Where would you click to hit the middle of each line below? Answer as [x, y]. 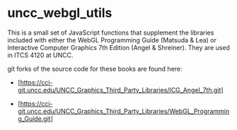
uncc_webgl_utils [60, 13]
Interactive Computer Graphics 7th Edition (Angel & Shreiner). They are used [118, 47]
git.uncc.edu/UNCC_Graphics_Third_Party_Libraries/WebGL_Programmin [123, 111]
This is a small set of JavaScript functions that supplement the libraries [111, 32]
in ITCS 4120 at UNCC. [40, 55]
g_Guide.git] [35, 119]
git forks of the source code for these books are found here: [95, 69]
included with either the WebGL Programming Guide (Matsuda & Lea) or [112, 40]
